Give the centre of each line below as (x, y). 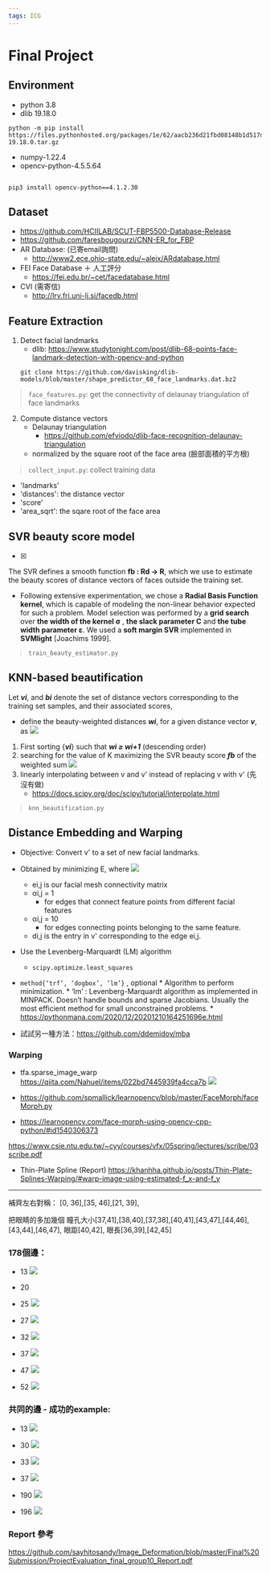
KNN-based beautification (76, 678)
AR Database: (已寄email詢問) (69, 250)
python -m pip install (46, 128)
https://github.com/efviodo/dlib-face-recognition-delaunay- (143, 436)
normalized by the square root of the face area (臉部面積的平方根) (141, 454)
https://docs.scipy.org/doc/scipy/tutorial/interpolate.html (126, 793)
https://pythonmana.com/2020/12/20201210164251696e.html (121, 1016)
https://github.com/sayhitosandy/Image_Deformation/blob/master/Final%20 (134, 1552)
